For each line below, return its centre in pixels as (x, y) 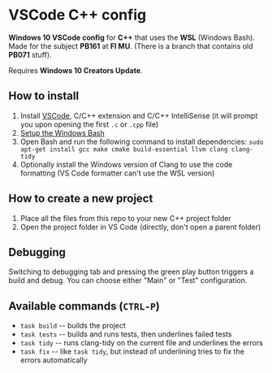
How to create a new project (81, 199)
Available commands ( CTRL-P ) (84, 306)
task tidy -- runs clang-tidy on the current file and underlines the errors (142, 343)
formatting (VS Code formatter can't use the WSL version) (117, 173)
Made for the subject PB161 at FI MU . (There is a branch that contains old (131, 46)
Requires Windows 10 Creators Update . (76, 70)
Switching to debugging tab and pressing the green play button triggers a (131, 272)
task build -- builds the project (73, 326)
